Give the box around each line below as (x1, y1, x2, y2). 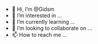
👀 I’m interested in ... (11, 12, 62, 19)
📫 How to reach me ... (11, 32, 67, 38)
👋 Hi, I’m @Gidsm (11, 6, 55, 12)
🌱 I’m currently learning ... (11, 18, 75, 25)
